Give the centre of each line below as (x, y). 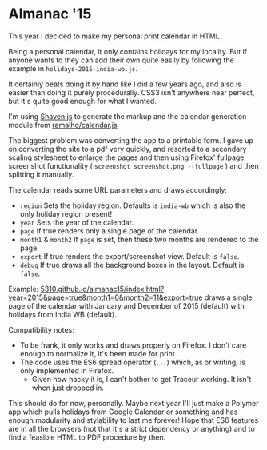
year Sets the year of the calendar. (77, 222)
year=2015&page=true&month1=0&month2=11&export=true (106, 297)
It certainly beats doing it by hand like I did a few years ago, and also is (125, 84)
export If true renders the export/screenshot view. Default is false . (130, 256)
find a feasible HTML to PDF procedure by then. (87, 437)
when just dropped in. (68, 388)
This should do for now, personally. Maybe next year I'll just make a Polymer (133, 403)
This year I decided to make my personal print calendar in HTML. (115, 36)
